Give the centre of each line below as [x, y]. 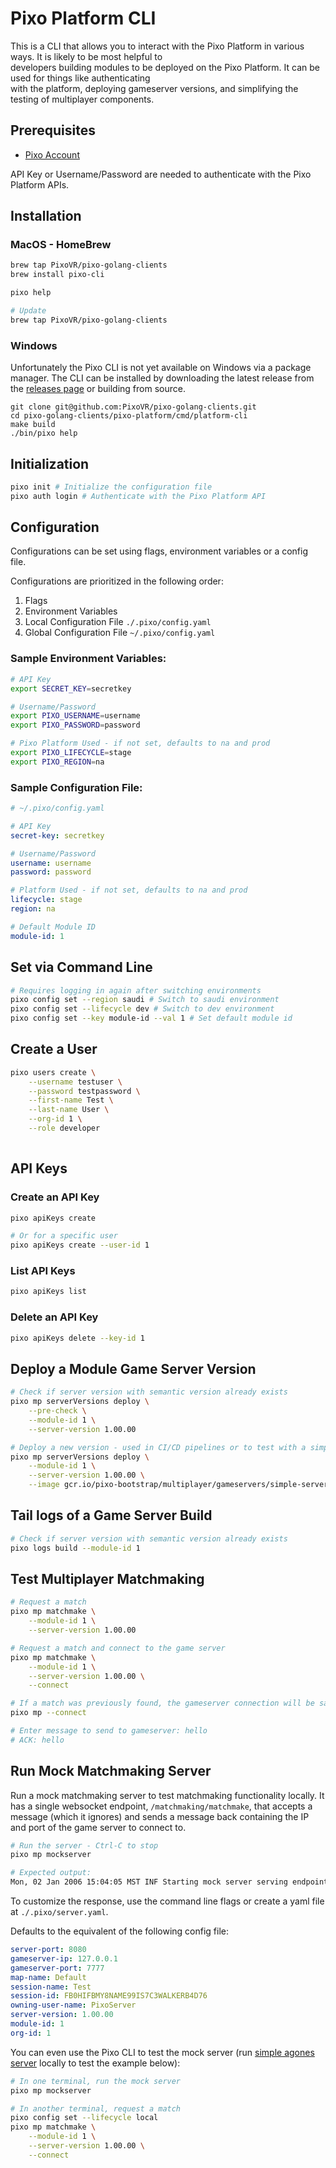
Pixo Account [52, 154]
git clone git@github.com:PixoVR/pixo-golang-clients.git [133, 407]
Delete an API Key [54, 1317]
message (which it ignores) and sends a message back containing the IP [160, 1816]
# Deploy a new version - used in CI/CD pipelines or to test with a [158, 1447]
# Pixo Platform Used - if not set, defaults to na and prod [140, 743]
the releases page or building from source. [98, 389]
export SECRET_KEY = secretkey [71, 688]
